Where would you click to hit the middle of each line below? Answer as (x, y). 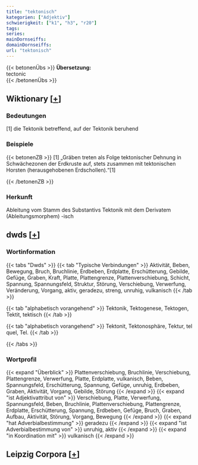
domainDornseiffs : (29, 45)
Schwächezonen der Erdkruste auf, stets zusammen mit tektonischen (91, 163)
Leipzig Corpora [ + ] (43, 455)
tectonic (16, 74)
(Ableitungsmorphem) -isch (40, 216)
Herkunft (19, 197)
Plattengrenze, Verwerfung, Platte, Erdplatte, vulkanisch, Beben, (85, 379)
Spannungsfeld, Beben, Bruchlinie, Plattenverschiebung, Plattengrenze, (94, 404)
